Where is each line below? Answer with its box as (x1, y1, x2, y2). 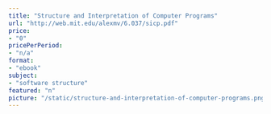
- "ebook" (8, 64, 42, 72)
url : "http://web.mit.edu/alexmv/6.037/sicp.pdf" (8, 19, 179, 27)
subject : (8, 71, 38, 79)
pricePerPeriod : (8, 42, 63, 50)
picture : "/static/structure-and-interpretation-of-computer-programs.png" (8, 94, 269, 102)
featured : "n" (8, 86, 56, 95)
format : (8, 57, 35, 65)
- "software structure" (8, 79, 89, 87)
